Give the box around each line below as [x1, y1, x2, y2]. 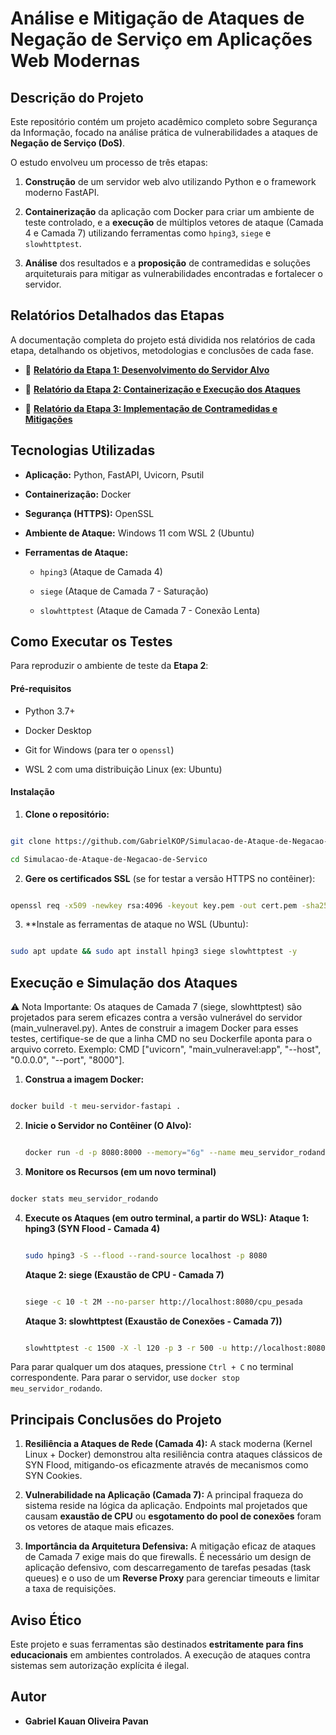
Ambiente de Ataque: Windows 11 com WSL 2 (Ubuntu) [24, 527, 255, 539]
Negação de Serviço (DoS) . [10, 137, 126, 149]
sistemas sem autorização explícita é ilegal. [10, 1660, 190, 1672]
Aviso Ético [10, 1612, 82, 1629]
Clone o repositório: [24, 808, 110, 820]
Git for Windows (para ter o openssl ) [24, 743, 175, 756]
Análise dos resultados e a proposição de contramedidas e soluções [24, 257, 311, 269]
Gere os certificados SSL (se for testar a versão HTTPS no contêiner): [24, 872, 316, 884]
